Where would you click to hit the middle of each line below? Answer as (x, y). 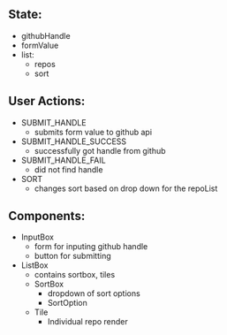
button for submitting (72, 256)
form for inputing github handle (91, 247)
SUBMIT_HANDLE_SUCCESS (74, 141)
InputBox (38, 237)
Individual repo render (88, 322)
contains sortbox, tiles (75, 275)
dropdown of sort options (94, 293)
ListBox (34, 265)
